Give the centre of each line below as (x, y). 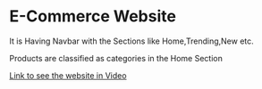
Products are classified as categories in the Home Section (116, 58)
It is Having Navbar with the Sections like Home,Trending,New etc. (132, 41)
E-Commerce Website (93, 16)
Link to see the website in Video (68, 75)
